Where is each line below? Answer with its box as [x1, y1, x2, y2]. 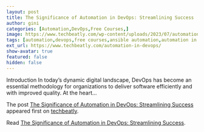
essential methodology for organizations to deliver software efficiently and [6, 82, 192, 90]
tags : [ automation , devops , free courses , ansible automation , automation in [6, 37, 197, 43]
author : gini [6, 20, 39, 26]
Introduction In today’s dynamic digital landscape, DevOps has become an [6, 76, 192, 84]
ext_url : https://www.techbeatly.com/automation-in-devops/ [6, 43, 162, 49]
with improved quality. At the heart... [6, 89, 97, 96]
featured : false [6, 54, 47, 60]
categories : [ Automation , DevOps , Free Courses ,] [6, 25, 129, 32]
